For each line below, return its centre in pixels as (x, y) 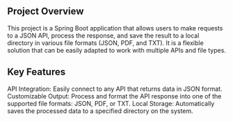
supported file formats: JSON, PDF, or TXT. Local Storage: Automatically (111, 103)
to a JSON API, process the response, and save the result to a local (103, 35)
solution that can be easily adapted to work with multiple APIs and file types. (116, 50)
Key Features (37, 72)
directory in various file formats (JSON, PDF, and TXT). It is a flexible (105, 43)
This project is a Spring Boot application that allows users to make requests (115, 28)
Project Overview (46, 11)
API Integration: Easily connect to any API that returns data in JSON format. (115, 89)
